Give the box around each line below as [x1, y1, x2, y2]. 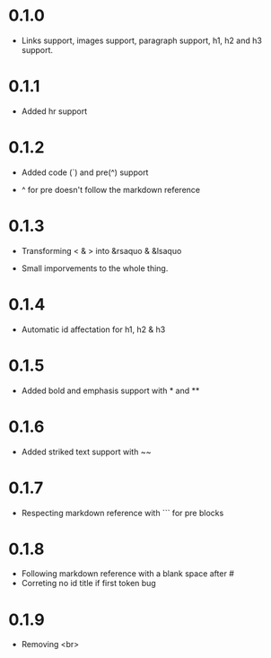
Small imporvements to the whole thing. [21, 262, 169, 274]
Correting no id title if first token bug [21, 578, 156, 589]
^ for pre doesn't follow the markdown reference [21, 184, 201, 195]
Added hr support [21, 105, 88, 117]
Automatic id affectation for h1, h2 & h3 [21, 324, 166, 335]
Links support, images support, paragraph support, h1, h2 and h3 [21, 35, 262, 46]
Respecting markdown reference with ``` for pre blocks [21, 507, 224, 518]
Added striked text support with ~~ [21, 446, 152, 457]
